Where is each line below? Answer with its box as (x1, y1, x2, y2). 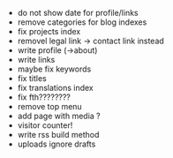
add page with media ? (17, 110, 101, 121)
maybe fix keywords (17, 64, 92, 74)
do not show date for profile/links (17, 8, 139, 18)
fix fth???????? (17, 92, 71, 102)
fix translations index (17, 83, 94, 93)
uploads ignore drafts (17, 139, 96, 149)
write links (17, 55, 56, 64)
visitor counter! (17, 120, 73, 131)
